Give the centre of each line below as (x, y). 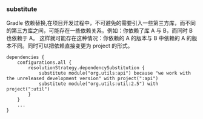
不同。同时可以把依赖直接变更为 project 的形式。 (72, 46)
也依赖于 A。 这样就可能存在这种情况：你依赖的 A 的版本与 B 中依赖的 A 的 (99, 38)
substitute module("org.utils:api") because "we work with (115, 73)
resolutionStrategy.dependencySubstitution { (87, 68)
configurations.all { (44, 63)
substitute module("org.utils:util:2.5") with (98, 84)
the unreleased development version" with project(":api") (82, 79)
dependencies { (25, 57)
